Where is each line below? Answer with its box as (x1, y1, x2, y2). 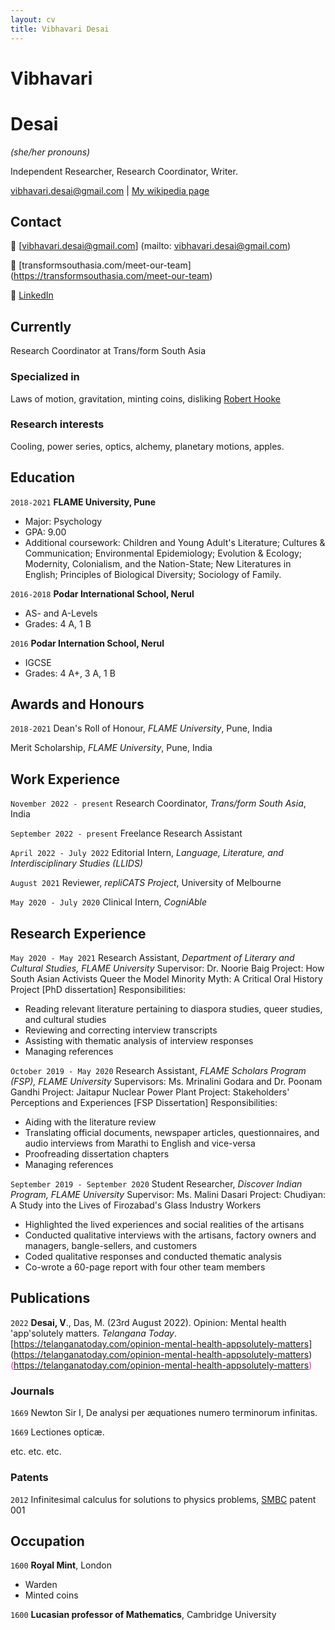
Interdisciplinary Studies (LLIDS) (10, 857, 143, 870)
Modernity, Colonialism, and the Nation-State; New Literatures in (24, 557, 292, 570)
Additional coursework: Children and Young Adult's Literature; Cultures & (24, 536, 326, 548)
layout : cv (10, 14, 56, 25)
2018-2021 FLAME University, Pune (10, 496, 157, 508)
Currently (10, 318, 72, 335)
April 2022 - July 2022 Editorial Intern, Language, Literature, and (10, 847, 284, 859)
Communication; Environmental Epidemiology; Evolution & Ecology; (24, 547, 303, 559)
